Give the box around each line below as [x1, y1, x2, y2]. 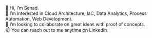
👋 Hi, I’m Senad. [5, 5, 40, 11]
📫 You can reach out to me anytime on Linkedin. [5, 27, 109, 33]
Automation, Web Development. [5, 16, 73, 22]
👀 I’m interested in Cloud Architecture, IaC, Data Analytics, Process [5, 10, 147, 16]
